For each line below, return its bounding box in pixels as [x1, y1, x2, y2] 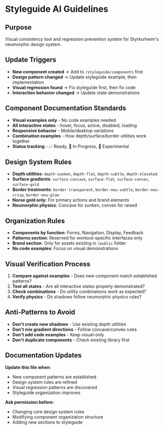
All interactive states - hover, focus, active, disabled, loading [12, 122, 137, 128]
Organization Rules [5, 216, 65, 225]
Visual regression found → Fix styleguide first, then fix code [12, 84, 136, 90]
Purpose [5, 23, 32, 32]
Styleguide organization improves [12, 390, 81, 395]
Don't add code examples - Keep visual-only [12, 331, 104, 337]
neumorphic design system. [5, 41, 62, 47]
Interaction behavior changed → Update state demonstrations [12, 90, 140, 96]
